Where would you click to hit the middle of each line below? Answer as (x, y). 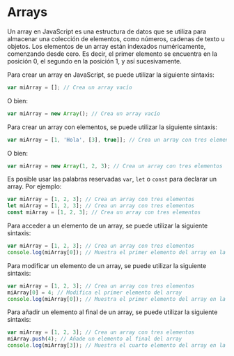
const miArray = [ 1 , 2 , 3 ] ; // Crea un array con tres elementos (104, 213)
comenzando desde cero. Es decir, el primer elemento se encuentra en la (112, 54)
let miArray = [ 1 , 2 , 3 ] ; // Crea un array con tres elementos (101, 206)
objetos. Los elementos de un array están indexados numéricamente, (107, 46)
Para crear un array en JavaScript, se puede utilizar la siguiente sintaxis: (111, 75)
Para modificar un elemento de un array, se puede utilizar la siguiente (107, 265)
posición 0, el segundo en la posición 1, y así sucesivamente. (95, 61)
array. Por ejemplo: (34, 186)
